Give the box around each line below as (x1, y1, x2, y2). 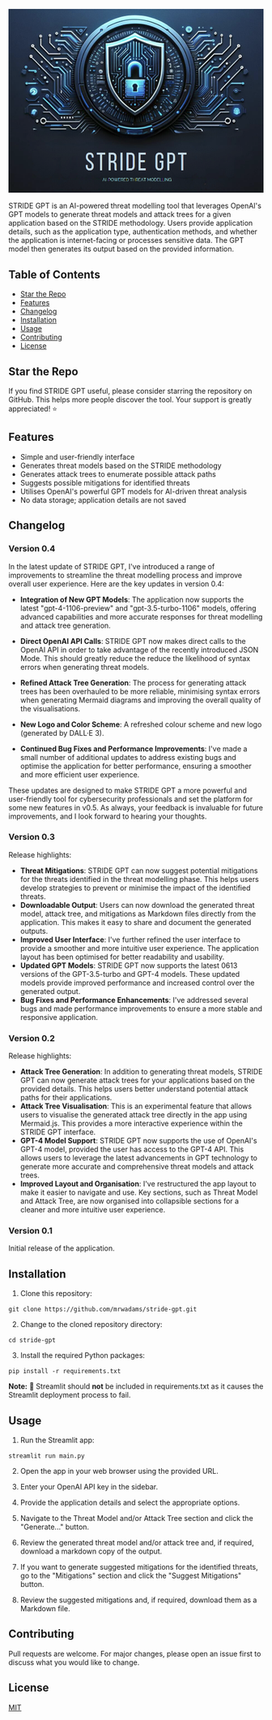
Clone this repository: (19, 1289, 92, 1299)
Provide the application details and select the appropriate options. (19, 1497, 240, 1507)
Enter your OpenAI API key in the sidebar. (19, 1482, 159, 1492)
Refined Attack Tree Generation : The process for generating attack (19, 677, 247, 687)
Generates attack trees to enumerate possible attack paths (19, 469, 216, 479)
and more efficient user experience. (19, 769, 140, 780)
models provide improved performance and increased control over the (19, 978, 255, 987)
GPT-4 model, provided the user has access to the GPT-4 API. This (19, 1144, 244, 1154)
